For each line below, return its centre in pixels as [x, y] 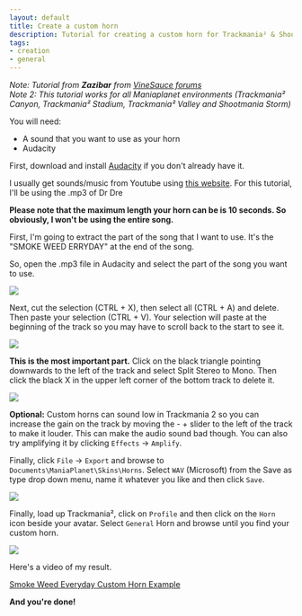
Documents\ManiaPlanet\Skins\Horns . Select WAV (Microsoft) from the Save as [151, 470]
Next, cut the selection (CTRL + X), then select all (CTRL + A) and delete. [144, 308]
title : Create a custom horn [64, 26]
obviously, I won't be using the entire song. [91, 220]
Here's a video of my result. [61, 567]
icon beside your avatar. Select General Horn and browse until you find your [149, 523]
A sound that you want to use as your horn [101, 139]
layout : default [40, 18]
